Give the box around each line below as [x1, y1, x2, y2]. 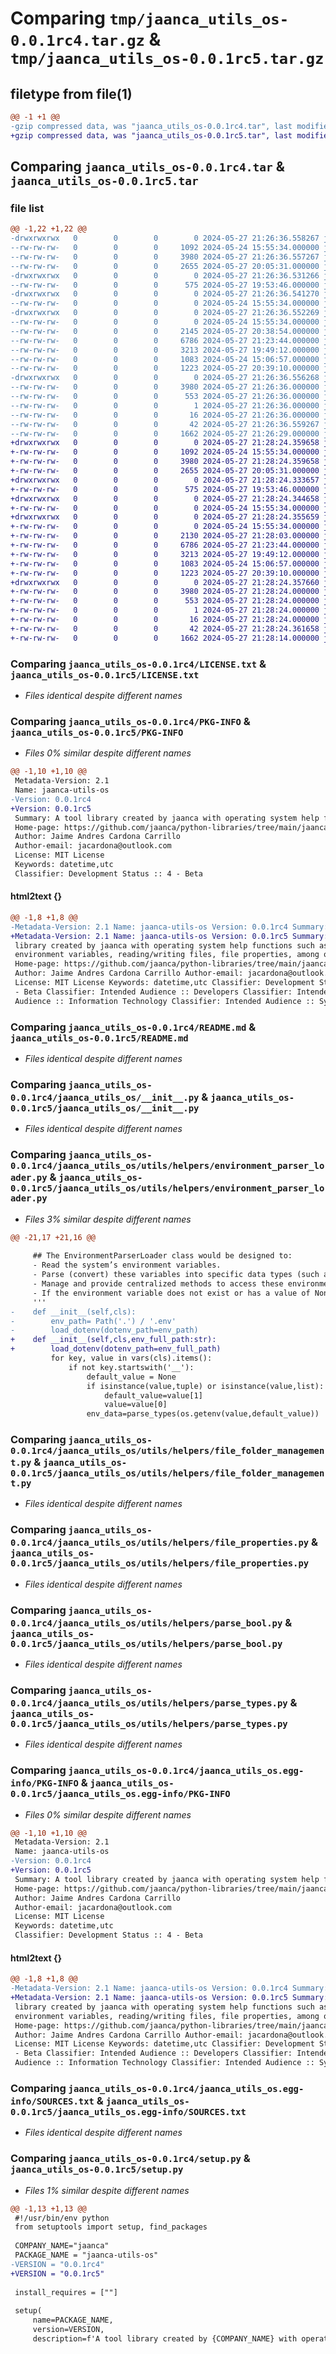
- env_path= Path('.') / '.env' [10, 1316, 177, 1326]
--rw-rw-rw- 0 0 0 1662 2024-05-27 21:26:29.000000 [10, 428, 320, 439]
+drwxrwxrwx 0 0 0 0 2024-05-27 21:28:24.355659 [10, 512, 320, 522]
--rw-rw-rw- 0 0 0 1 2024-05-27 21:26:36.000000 [10, 400, 320, 411]
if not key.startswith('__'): [68, 1362, 195, 1372]
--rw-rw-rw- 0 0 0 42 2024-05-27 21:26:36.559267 [10, 419, 320, 429]
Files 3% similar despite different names [24, 1213, 192, 1225]
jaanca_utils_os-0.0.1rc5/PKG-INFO [10, 727, 184, 738]
